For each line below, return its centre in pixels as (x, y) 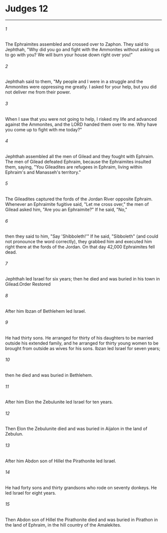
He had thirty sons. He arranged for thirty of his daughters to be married (79, 338)
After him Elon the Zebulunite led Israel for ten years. (59, 402)
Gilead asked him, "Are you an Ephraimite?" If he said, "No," (66, 209)
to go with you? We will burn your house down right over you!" (69, 55)
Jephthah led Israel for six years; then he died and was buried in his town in (83, 279)
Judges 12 (27, 9)
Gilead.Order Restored (28, 284)
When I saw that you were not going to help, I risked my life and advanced (81, 119)
